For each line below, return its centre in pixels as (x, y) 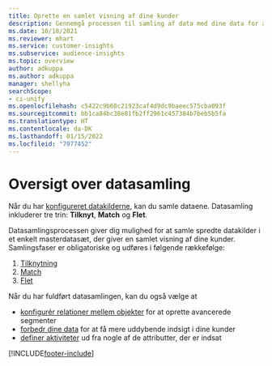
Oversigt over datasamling (100, 184)
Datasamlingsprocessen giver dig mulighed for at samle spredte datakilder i (134, 231)
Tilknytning (39, 263)
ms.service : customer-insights (61, 46)
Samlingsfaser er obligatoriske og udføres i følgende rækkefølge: (117, 248)
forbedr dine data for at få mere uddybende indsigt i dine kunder (128, 330)
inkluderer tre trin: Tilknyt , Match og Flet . (78, 215)
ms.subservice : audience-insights (67, 53)
